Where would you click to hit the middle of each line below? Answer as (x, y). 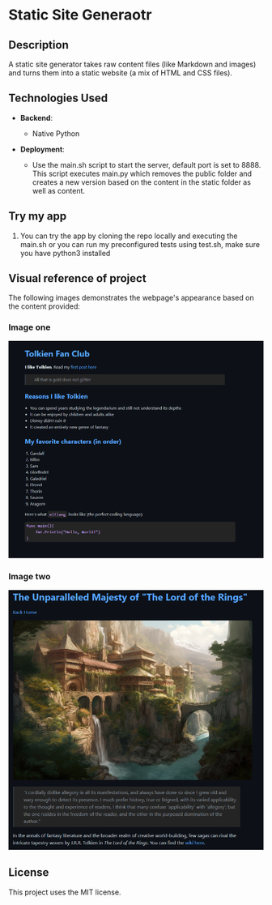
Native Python (56, 133)
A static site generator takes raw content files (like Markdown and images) (132, 64)
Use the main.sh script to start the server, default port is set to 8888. (147, 164)
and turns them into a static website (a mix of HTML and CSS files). (121, 73)
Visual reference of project (78, 278)
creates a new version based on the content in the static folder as (141, 182)
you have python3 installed (65, 253)
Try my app (38, 216)
